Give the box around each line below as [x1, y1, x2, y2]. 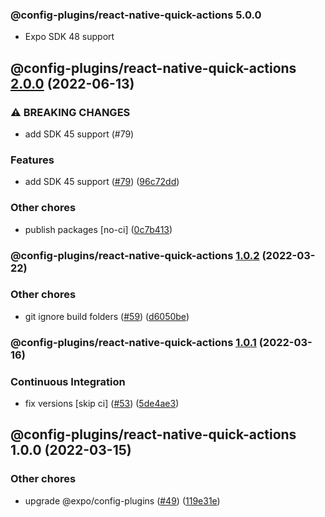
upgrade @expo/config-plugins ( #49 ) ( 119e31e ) [24, 494, 221, 507]
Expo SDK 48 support [24, 31, 115, 43]
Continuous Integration [10, 374, 126, 388]
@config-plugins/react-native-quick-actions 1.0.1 [10, 335, 257, 349]
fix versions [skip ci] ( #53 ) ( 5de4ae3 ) [24, 398, 180, 410]
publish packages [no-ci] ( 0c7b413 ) [24, 223, 173, 235]
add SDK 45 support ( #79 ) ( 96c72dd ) [24, 176, 180, 188]
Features [10, 153, 55, 167]
